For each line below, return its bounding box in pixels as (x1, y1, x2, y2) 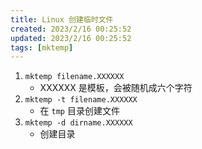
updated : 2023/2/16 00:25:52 (10, 33, 132, 43)
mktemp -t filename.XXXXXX (24, 95, 138, 105)
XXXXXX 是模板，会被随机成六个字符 (39, 82, 193, 94)
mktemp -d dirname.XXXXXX (24, 118, 133, 128)
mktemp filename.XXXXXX (24, 72, 125, 82)
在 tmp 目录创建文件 (39, 105, 120, 117)
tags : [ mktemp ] (10, 42, 74, 53)
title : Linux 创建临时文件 (10, 14, 114, 25)
